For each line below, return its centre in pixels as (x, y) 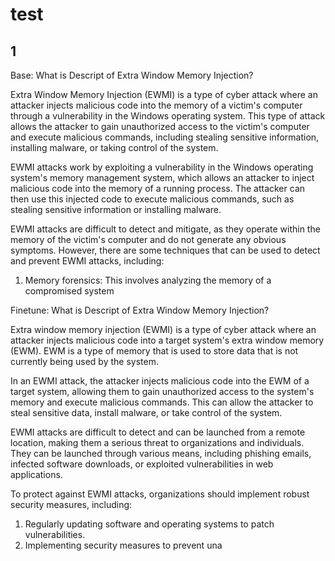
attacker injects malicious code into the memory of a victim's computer (156, 105)
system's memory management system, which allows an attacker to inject (162, 177)
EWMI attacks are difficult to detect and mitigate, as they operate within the (165, 229)
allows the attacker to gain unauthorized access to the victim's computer (160, 126)
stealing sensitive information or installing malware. (116, 209)
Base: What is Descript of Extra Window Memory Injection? (132, 75)
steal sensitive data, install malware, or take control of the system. (146, 412)
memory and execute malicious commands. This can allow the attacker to (162, 402)
